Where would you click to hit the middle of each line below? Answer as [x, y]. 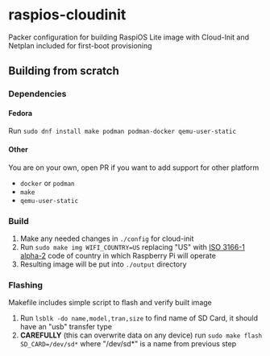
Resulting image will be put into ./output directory [103, 264]
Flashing [25, 285]
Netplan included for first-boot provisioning [80, 45]
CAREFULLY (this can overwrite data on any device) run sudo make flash [141, 335]
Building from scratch [64, 71]
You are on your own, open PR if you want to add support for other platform [134, 168]
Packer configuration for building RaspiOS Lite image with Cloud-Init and [129, 37]
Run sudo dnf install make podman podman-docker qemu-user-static [122, 131]
